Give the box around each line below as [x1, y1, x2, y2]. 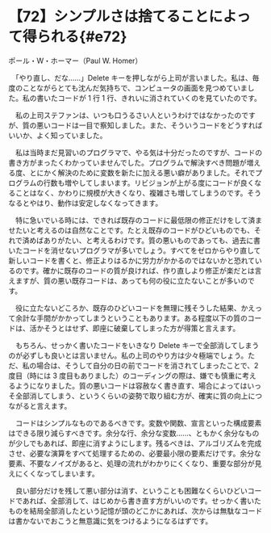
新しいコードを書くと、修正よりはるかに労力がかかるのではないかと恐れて [8, 255, 256, 265]
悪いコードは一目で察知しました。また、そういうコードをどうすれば [35, 120, 263, 130]
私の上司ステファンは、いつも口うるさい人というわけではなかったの [15, 110, 242, 120]
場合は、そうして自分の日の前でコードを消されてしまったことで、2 [35, 360, 259, 370]
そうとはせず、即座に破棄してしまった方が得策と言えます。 [43, 323, 240, 333]
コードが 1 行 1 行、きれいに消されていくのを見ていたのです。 [57, 93, 262, 103]
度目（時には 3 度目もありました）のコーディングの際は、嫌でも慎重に [8, 371, 243, 380]
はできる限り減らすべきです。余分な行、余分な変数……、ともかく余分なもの [8, 428, 260, 438]
